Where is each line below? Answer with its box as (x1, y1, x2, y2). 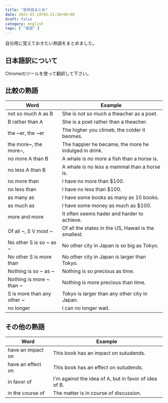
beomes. (61, 132, 82, 139)
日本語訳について (5, 56, 58, 65)
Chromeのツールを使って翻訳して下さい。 (5, 70, 91, 76)
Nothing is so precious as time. (61, 267, 134, 274)
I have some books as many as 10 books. (61, 193, 159, 200)
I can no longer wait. (61, 304, 110, 311)
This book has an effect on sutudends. (53, 363, 143, 370)
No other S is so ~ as (7, 238, 56, 245)
